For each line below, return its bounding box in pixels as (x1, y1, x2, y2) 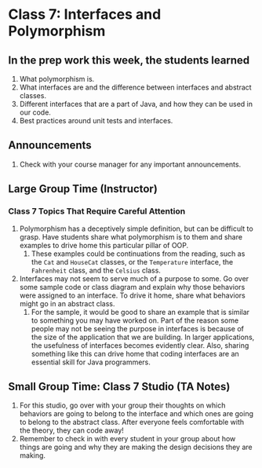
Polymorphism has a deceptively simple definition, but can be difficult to (19, 224, 253, 233)
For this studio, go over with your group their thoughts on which (19, 400, 226, 410)
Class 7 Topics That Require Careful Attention (8, 206, 186, 217)
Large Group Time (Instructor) (8, 182, 158, 196)
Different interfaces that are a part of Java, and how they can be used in (19, 100, 253, 108)
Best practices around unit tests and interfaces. (19, 116, 173, 125)
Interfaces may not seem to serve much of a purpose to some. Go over (19, 273, 249, 283)
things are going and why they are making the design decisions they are (19, 442, 253, 452)
